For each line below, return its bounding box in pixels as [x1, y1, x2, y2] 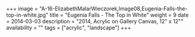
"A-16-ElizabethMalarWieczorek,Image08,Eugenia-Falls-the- [39, 5, 188, 12]
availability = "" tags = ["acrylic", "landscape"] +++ [6, 24, 131, 31]
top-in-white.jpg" [6, 11, 49, 18]
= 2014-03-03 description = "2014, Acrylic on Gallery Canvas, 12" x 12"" [6, 18, 184, 24]
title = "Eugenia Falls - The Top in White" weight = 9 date [49, 11, 189, 18]
